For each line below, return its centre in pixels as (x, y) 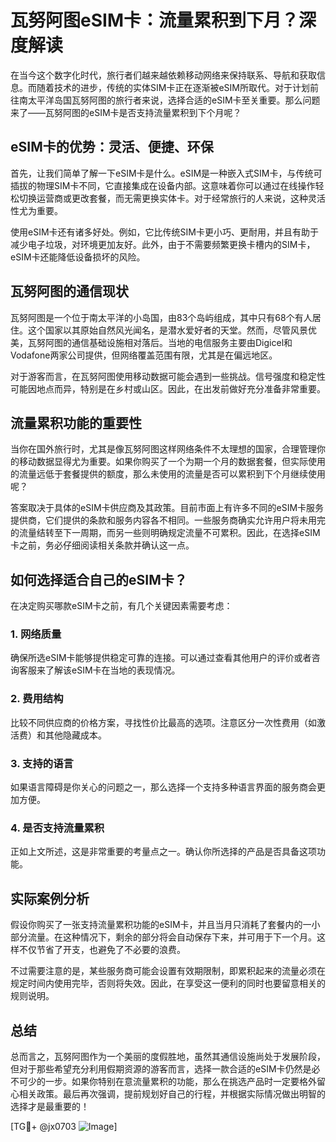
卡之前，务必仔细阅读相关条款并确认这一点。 (102, 545)
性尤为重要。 (36, 210)
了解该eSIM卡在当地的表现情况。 (112, 670)
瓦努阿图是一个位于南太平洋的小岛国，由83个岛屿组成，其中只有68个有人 (161, 317)
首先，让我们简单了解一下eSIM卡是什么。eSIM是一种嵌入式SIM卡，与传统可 (166, 173)
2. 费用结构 (37, 699)
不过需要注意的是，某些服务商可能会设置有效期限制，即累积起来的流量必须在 (168, 971)
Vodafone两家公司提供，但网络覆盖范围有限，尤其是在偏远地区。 (144, 355)
